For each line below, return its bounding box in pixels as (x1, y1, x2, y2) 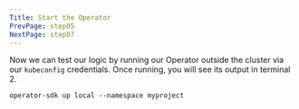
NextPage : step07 (9, 30, 75, 39)
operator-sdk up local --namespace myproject (9, 91, 184, 100)
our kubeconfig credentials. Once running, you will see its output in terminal (9, 64, 291, 75)
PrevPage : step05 (9, 22, 75, 31)
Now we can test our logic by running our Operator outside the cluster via (9, 55, 285, 66)
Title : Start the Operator (9, 13, 111, 23)
